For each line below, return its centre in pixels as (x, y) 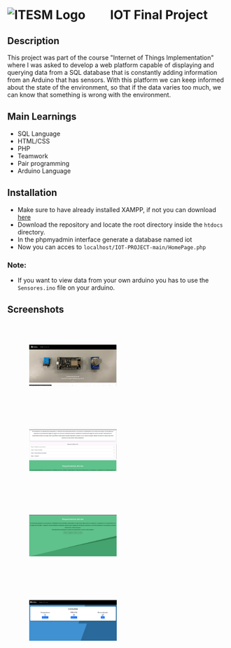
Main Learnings (42, 117)
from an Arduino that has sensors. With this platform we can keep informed (115, 80)
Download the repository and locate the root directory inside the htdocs (120, 225)
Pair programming (43, 163)
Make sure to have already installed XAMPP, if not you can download (117, 209)
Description (33, 41)
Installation (32, 193)
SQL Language (39, 134)
